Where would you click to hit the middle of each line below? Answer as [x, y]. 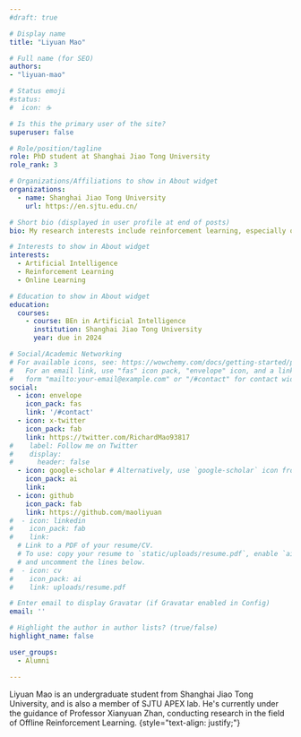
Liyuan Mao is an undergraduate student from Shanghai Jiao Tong [131, 694]
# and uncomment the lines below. [82, 562]
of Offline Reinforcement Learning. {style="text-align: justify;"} [125, 723]
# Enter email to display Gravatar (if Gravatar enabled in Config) [140, 604]
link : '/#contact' [60, 413]
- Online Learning [52, 280]
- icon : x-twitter [52, 421]
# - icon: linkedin [48, 520]
